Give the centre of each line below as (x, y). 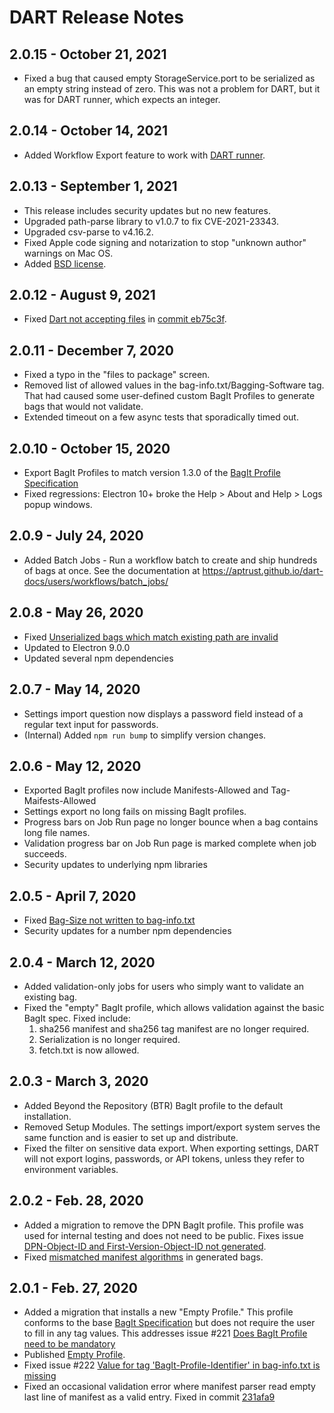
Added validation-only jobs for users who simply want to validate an (164, 986)
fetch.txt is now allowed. (89, 1050)
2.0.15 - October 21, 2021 (88, 54)
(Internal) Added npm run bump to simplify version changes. (145, 735)
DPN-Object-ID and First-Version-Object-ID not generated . (145, 1246)
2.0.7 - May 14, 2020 (75, 689)
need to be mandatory (69, 1344)
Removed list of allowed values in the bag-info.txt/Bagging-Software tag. (174, 385)
